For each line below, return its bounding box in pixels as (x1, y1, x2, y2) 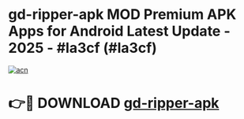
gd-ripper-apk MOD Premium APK (8, 6, 237, 24)
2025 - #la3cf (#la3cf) (8, 39, 158, 57)
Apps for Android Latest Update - (8, 22, 231, 40)
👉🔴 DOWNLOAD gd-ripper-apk (8, 95, 220, 112)
